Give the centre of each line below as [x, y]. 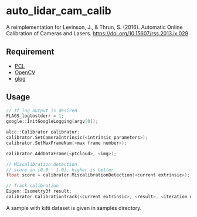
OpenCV [25, 72]
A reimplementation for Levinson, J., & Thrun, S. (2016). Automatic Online [94, 27]
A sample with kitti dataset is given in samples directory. [74, 208]
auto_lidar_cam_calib [59, 11]
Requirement [30, 52]
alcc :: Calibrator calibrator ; [43, 132]
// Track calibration [33, 186]
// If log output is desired [42, 111]
